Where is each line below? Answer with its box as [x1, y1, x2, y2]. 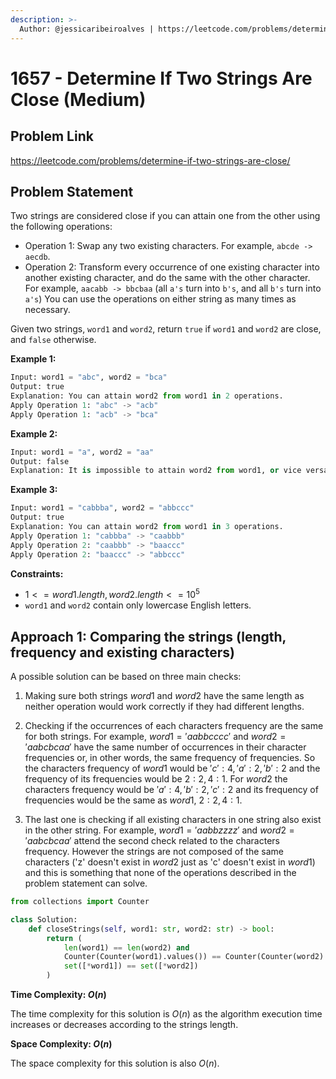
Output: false [10, 456, 70, 466]
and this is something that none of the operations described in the [24, 867, 297, 879]
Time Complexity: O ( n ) [10, 989, 107, 1001]
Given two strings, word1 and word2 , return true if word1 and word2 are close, [10, 323, 322, 335]
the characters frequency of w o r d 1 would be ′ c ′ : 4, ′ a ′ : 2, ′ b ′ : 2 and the [24, 762, 321, 775]
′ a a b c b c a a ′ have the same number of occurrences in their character [24, 741, 307, 753]
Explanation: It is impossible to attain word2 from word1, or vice [10, 466, 302, 476]
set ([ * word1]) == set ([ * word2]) [63, 961, 199, 971]
